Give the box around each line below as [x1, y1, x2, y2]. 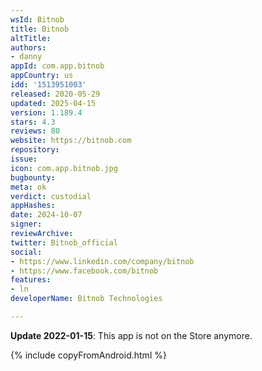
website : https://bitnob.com [10, 136, 132, 146]
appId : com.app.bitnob [10, 61, 105, 71]
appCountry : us [10, 71, 74, 81]
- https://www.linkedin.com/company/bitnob [10, 256, 195, 266]
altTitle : [10, 33, 52, 43]
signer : [10, 219, 43, 230]
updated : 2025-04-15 [10, 98, 97, 108]
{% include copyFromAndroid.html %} [10, 349, 167, 361]
